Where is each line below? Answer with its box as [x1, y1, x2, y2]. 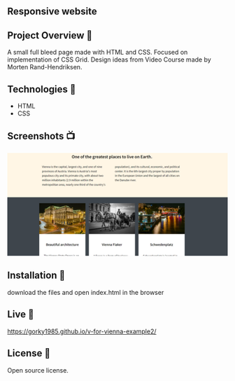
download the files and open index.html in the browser [7, 288, 164, 296]
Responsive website [7, 6, 97, 18]
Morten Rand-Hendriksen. [7, 63, 83, 71]
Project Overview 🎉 [7, 29, 93, 41]
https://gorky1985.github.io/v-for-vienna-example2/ [7, 327, 157, 335]
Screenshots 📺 [7, 130, 76, 142]
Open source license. [7, 366, 69, 374]
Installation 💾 [7, 270, 66, 282]
